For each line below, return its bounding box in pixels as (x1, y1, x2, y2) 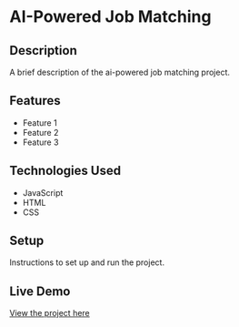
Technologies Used (9, 163, 121, 179)
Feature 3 (22, 137, 59, 148)
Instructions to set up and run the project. (9, 257, 165, 268)
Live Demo (9, 283, 71, 299)
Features (9, 93, 61, 108)
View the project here (9, 308, 91, 319)
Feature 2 (22, 127, 59, 138)
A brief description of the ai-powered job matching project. (9, 66, 230, 77)
